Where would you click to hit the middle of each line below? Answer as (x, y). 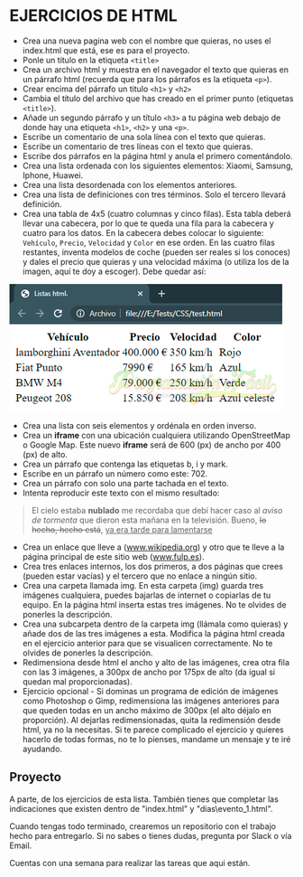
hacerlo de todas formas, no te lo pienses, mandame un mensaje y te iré (156, 739)
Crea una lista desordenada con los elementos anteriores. (129, 184)
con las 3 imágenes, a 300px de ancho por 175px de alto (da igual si (149, 672)
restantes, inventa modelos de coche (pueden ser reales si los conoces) (156, 252)
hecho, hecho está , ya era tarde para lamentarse (122, 529)
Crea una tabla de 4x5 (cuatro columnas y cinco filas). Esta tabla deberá (156, 213)
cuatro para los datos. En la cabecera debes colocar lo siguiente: (143, 232)
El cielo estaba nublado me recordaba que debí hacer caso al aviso (157, 510)
